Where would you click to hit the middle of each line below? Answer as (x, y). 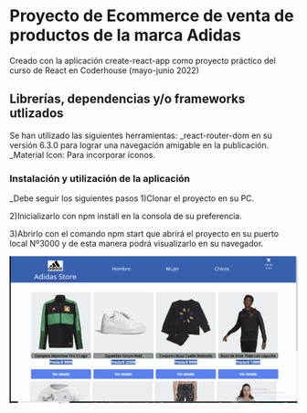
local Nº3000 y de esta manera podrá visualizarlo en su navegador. (137, 244)
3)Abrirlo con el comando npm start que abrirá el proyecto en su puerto (144, 234)
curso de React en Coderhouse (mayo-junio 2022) (104, 70)
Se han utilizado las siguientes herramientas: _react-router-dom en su (141, 135)
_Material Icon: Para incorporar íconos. (82, 154)
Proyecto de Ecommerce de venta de (152, 16)
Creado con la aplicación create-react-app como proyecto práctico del (143, 60)
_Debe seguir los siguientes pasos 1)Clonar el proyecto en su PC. (132, 198)
